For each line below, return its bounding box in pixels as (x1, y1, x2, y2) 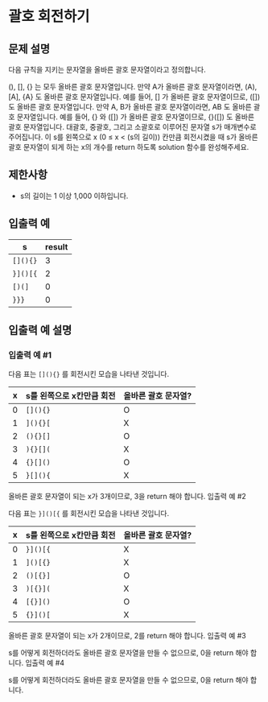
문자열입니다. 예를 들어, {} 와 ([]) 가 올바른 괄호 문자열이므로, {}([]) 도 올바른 (16, 112, 255, 122)
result (45, 241, 68, 252)
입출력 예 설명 (8, 324, 72, 337)
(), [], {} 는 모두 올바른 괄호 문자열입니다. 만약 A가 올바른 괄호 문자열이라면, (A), (8, 82, 258, 91)
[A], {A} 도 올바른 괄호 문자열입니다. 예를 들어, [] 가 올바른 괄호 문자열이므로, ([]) (8, 92, 261, 101)
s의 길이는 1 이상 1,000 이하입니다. (19, 191, 129, 200)
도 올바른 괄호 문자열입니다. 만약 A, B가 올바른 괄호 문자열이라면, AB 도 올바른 (8, 102, 252, 111)
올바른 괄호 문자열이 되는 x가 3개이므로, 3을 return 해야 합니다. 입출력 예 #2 (8, 492, 247, 502)
